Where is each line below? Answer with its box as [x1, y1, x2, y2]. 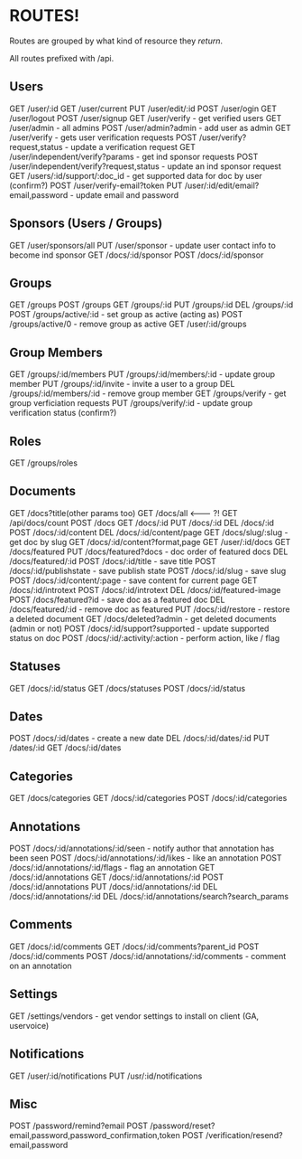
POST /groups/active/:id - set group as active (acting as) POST [9, 309, 243, 320]
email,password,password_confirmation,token [9, 1130, 180, 1141]
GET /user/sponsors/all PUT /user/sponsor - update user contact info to [9, 240, 277, 250]
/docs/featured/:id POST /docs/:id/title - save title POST [9, 555, 216, 566]
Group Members [9, 344, 104, 360]
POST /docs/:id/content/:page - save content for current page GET [9, 575, 258, 586]
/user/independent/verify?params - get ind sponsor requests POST [9, 151, 259, 162]
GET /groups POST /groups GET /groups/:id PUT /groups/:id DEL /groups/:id [9, 299, 294, 310]
